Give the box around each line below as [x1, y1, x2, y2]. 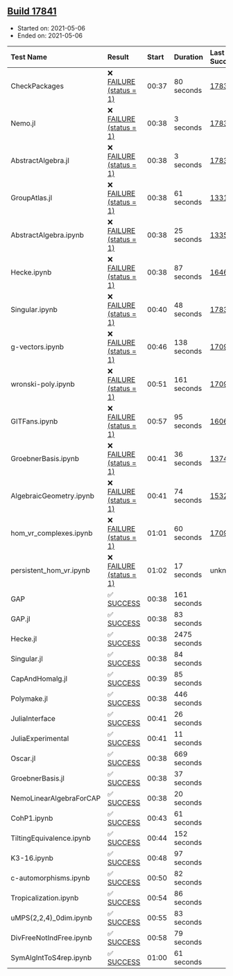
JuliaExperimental [10, 733, 69, 743]
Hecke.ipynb [10, 267, 52, 277]
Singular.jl [10, 654, 43, 663]
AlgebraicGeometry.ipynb [10, 491, 95, 500]
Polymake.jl [10, 693, 49, 703]
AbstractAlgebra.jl [10, 155, 69, 165]
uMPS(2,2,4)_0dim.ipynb [10, 913, 92, 923]
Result [107, 52, 130, 62]
